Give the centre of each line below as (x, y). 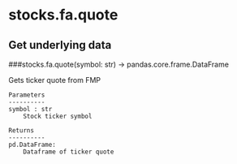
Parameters (27, 95)
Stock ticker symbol (58, 116)
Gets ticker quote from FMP (55, 80)
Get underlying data (60, 45)
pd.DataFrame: (32, 145)
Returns (22, 131)
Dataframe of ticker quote (69, 152)
